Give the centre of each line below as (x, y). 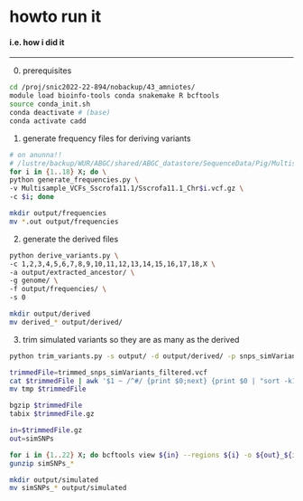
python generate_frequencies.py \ (74, 180)
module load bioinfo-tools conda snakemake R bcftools (115, 96)
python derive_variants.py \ (64, 255)
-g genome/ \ (34, 281)
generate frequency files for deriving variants (106, 138)
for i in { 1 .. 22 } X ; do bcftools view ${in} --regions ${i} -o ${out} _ (147, 455)
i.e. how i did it (37, 42)
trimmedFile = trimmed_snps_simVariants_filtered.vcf (108, 373)
